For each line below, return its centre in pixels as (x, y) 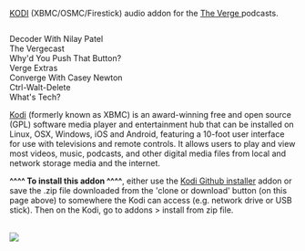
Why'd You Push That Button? (66, 58)
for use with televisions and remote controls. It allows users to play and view (152, 144)
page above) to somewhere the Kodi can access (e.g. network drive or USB (151, 200)
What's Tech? (35, 97)
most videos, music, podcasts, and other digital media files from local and (148, 153)
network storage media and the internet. (85, 163)
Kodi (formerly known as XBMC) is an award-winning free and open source (150, 115)
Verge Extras (34, 68)
